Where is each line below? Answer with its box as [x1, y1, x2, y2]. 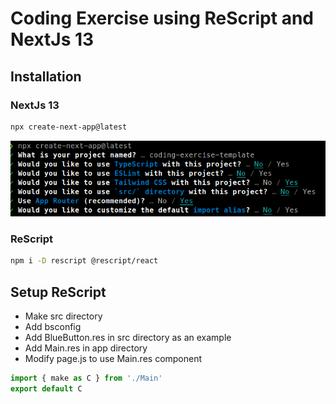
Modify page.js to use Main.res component [24, 353, 203, 364]
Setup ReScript [10, 283, 107, 301]
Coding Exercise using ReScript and [10, 7, 314, 30]
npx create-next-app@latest [10, 122, 128, 132]
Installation [10, 68, 82, 85]
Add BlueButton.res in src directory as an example [24, 332, 232, 343]
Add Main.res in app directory [24, 342, 148, 354]
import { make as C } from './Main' [10, 373, 163, 383]
